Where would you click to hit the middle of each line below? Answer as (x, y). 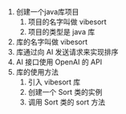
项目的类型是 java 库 (61, 32)
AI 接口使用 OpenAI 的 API (59, 62)
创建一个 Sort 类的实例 (65, 92)
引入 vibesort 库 (54, 82)
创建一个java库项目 (47, 12)
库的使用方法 (37, 72)
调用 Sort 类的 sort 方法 (67, 102)
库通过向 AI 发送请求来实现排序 (67, 52)
